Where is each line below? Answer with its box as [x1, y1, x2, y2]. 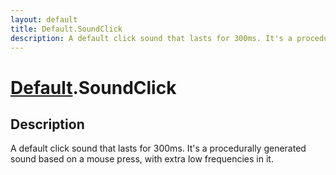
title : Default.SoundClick [10, 24, 123, 34]
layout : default [10, 14, 78, 25]
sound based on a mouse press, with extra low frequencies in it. [10, 153, 274, 165]
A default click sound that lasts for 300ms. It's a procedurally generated [10, 142, 307, 155]
